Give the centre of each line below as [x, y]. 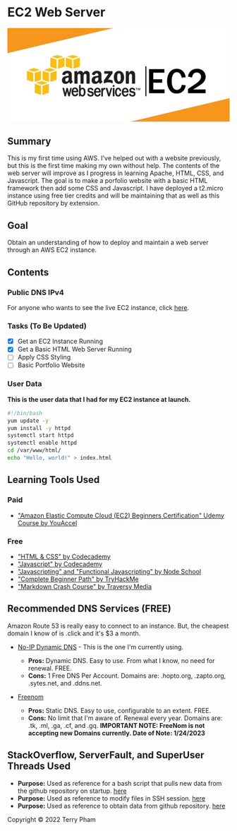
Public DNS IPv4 [36, 292]
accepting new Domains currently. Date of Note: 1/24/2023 [117, 733]
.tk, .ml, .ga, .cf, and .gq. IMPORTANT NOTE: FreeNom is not [116, 725]
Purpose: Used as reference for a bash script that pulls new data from [120, 783]
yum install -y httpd [39, 428]
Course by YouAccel [47, 522]
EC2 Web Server [56, 12]
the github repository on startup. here [72, 791]
